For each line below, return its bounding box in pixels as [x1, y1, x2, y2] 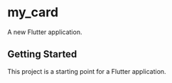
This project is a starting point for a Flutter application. [7, 67, 166, 75]
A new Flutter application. [7, 28, 82, 36]
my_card [7, 4, 59, 21]
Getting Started [7, 48, 77, 60]
